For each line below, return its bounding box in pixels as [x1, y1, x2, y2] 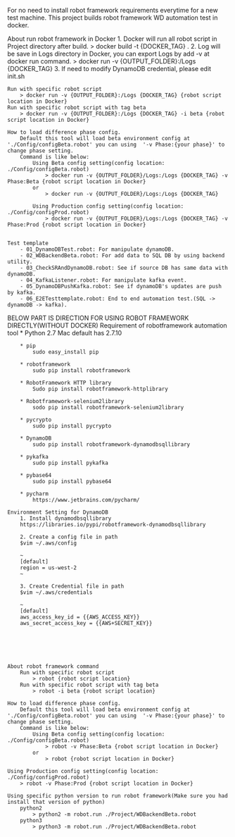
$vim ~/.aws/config [20, 540, 77, 547]
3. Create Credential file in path [20, 583, 125, 590]
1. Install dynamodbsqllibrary [20, 515, 112, 522]
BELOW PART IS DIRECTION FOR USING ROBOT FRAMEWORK [7, 314, 189, 322]
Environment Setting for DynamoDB [7, 509, 109, 516]
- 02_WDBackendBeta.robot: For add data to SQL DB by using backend [20, 252, 225, 259]
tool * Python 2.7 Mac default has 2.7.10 [7, 329, 122, 337]
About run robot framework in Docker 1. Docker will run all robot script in [7, 35, 217, 43]
